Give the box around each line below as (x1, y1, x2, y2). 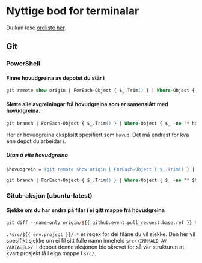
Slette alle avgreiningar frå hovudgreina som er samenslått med (6, 100, 168, 107)
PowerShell (6, 59, 40, 68)
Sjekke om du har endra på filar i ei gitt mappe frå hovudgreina (6, 206, 165, 214)
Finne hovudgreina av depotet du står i (6, 74, 105, 82)
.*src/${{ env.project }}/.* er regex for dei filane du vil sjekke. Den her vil (6, 231, 195, 238)
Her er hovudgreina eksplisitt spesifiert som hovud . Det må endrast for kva (6, 131, 189, 139)
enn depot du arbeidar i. (6, 138, 66, 145)
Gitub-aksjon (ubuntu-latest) (6, 192, 93, 200)
